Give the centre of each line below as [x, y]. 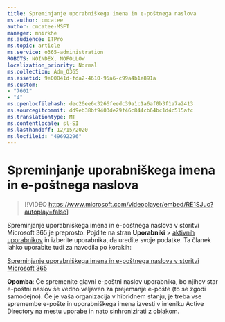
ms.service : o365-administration [55, 53]
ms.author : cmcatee [35, 20]
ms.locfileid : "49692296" [44, 136]
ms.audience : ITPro [35, 40]
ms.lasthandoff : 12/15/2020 [48, 130]
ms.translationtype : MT [42, 117]
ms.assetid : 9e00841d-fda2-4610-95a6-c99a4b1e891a [82, 78]
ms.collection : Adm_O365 [43, 71]
